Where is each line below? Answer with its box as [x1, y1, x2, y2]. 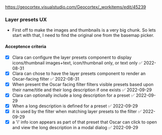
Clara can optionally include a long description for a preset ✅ [12, 92, 135, 98]
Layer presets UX [5, 16, 47, 23]
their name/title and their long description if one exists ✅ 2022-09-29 [12, 87, 152, 93]
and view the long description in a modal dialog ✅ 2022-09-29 [12, 124, 138, 130]
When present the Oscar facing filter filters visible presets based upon [12, 81, 154, 87]
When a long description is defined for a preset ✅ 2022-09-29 [12, 103, 138, 109]
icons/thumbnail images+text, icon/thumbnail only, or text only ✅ [12, 60, 143, 66]
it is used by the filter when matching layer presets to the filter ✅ [12, 108, 142, 114]
